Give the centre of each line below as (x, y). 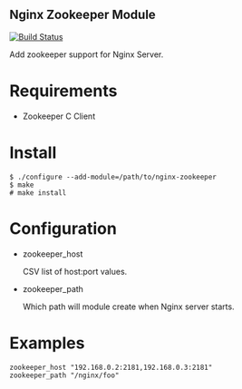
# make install (38, 193)
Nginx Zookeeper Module (82, 15)
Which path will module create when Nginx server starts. (128, 306)
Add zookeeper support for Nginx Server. (87, 54)
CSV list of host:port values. (75, 271)
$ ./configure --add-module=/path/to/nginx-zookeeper (113, 177)
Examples (47, 343)
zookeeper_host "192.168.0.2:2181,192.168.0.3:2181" (111, 367)
